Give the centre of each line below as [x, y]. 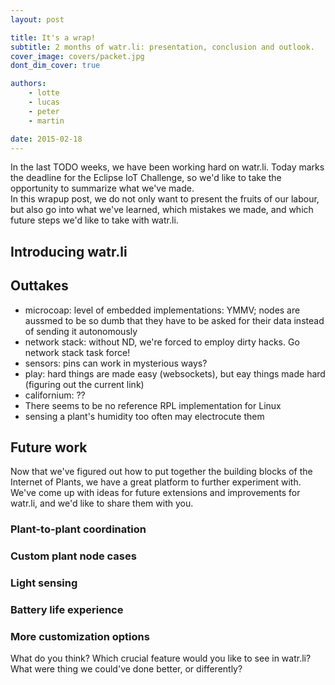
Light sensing [44, 583]
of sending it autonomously [81, 331]
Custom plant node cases [73, 556]
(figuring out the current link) [84, 384]
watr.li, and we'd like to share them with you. [102, 503]
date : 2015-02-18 [46, 139]
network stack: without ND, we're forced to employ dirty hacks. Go [162, 342]
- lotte [44, 93]
